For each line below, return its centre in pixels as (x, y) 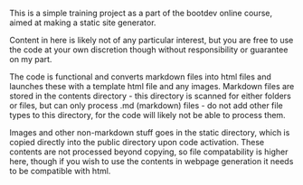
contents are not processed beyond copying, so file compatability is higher (149, 152)
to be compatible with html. (60, 171)
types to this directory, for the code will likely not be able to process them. (148, 115)
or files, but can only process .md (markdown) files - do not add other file (146, 106)
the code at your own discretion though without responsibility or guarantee (149, 50)
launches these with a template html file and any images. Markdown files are (152, 86)
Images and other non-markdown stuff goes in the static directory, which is (150, 133)
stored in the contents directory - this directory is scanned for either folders (150, 96)
